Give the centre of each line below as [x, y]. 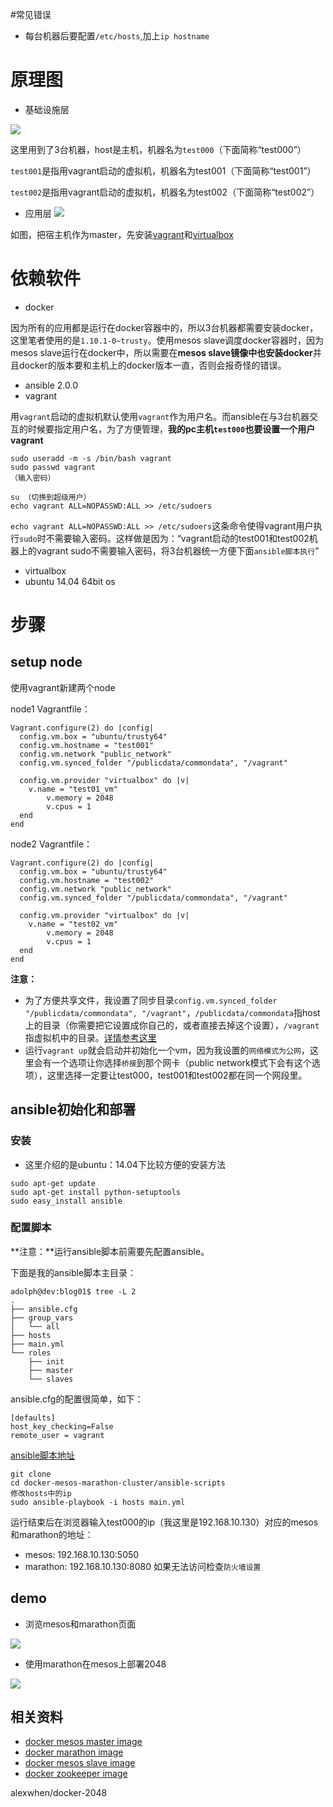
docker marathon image [74, 1752]
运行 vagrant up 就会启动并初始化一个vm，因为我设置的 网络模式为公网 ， [167, 1050]
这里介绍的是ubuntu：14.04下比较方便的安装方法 [125, 1164]
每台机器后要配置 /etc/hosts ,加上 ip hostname [117, 36]
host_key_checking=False [62, 1426]
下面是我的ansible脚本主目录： [73, 1272]
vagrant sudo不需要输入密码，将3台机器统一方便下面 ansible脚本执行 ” [178, 550]
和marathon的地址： [52, 1534]
